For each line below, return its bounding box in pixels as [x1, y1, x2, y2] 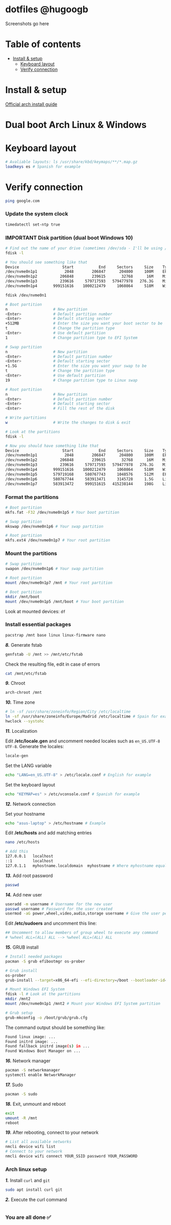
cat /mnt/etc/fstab [5, 671, 47, 676]
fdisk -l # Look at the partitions [5, 992, 81, 997]
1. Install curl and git [5, 1177, 50, 1184]
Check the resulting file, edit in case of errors [5, 661, 100, 667]
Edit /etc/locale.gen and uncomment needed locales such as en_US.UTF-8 [5, 738, 160, 744]
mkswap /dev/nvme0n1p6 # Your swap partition [5, 523, 103, 529]
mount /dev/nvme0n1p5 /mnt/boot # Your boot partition [5, 599, 124, 604]
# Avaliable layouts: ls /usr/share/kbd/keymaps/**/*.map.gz [5, 159, 138, 164]
